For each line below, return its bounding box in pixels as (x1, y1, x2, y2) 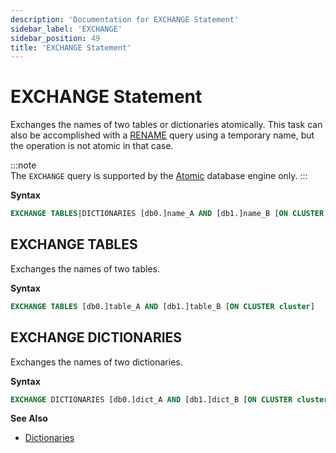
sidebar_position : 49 (10, 33, 101, 43)
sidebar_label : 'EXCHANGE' (10, 24, 123, 34)
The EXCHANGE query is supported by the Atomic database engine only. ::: (10, 170, 308, 182)
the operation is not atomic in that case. (10, 140, 174, 152)
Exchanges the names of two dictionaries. (10, 356, 183, 368)
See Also (10, 412, 48, 425)
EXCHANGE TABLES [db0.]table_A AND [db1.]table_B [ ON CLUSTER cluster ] (10, 301, 315, 311)
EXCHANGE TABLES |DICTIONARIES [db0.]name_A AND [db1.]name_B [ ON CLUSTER (10, 209, 325, 219)
